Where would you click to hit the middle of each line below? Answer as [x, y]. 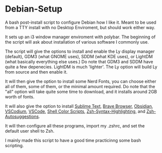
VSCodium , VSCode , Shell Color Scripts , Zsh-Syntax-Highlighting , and [75, 111]
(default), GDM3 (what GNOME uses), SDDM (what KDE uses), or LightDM [79, 56]
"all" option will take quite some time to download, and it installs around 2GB [81, 92]
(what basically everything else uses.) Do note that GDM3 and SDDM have [79, 61]
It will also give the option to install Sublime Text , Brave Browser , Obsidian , [79, 106]
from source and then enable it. [36, 72]
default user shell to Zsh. [30, 131]
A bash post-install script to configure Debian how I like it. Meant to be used [81, 22]
